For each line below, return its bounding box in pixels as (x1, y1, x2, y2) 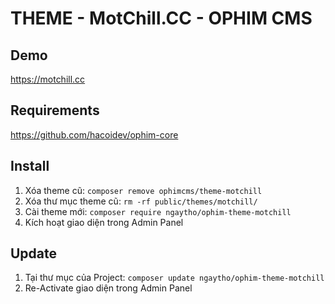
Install (10, 158, 50, 175)
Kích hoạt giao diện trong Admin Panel (24, 216, 184, 228)
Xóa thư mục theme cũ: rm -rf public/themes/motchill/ (24, 195, 258, 207)
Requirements (10, 102, 100, 119)
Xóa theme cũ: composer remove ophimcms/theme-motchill (24, 184, 263, 196)
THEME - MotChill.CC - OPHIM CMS (10, 7, 313, 30)
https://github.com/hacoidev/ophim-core (10, 128, 179, 141)
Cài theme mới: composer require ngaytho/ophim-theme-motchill (24, 205, 292, 217)
